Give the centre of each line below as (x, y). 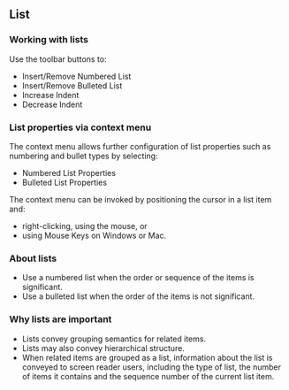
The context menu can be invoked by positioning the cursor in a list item (141, 199)
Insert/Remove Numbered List (76, 76)
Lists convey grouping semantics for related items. (114, 339)
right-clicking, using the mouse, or (84, 226)
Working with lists (49, 40)
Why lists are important (61, 319)
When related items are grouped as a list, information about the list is (147, 357)
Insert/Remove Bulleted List (72, 85)
